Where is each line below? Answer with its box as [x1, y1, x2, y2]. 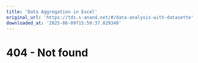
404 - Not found [6, 46, 89, 59]
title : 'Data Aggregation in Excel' [6, 8, 98, 15]
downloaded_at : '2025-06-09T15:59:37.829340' [6, 20, 121, 26]
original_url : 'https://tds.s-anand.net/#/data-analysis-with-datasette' [6, 14, 194, 20]
